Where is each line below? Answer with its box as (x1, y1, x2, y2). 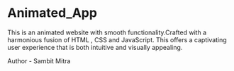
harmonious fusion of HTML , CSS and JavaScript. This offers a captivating (7, 35, 227, 44)
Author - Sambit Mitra (7, 56, 71, 65)
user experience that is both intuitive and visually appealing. (7, 43, 183, 51)
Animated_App (7, 5, 98, 21)
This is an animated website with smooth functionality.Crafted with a (7, 28, 207, 37)
